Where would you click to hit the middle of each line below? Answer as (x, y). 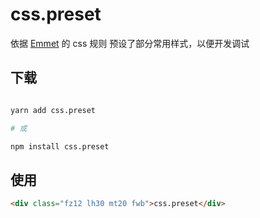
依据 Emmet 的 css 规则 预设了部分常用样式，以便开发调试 (130, 43)
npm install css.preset (60, 146)
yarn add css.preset (53, 110)
